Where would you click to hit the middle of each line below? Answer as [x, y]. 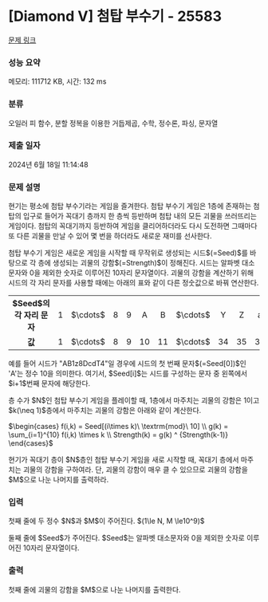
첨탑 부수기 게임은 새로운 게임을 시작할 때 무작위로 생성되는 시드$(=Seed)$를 [128, 253]
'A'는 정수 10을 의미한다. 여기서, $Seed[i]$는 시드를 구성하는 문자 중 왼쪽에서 [128, 374]
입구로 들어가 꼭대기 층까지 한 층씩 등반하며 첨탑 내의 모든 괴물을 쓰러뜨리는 [140, 216]
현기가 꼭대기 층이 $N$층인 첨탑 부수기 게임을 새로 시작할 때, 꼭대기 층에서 [124, 460]
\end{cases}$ [31, 443]
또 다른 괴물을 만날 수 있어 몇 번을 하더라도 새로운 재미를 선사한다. [110, 236]
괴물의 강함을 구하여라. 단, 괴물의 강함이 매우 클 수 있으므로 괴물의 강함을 [136, 470]
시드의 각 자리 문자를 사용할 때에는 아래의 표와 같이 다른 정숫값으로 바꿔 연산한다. [134, 283]
